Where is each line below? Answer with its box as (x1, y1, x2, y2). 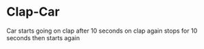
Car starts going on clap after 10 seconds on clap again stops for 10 (6, 27, 198, 35)
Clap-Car (6, 4, 60, 20)
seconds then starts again (6, 33, 80, 42)
